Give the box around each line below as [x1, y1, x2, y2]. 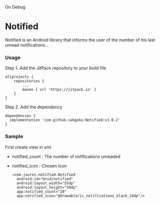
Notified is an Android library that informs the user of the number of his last [5, 37, 155, 43]
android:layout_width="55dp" [16, 181, 76, 186]
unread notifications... [5, 42, 49, 48]
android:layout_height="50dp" [16, 185, 78, 190]
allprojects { [5, 74, 34, 79]
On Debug [5, 4, 26, 10]
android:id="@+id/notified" [16, 176, 74, 181]
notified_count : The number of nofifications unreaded [12, 153, 121, 159]
